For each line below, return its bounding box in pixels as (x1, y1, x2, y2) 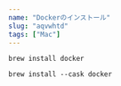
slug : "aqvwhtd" (8, 21, 69, 30)
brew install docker (8, 55, 85, 64)
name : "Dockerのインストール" (8, 13, 111, 22)
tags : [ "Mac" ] (8, 30, 61, 39)
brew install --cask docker (8, 70, 113, 79)
